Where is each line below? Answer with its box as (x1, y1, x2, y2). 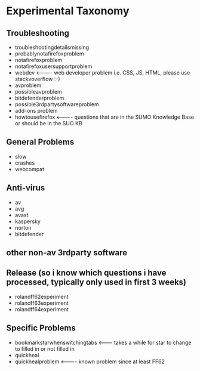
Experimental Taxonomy (6, 4, 130, 18)
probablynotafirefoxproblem (14, 50, 85, 57)
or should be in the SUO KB (14, 120, 82, 126)
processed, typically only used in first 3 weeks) (6, 277, 187, 287)
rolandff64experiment (14, 305, 69, 313)
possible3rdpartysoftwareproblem (14, 101, 100, 108)
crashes (14, 159, 35, 166)
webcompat (14, 165, 45, 172)
